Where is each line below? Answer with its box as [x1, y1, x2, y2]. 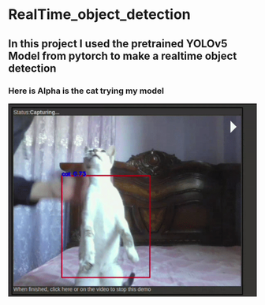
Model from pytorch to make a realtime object [8, 49, 237, 62]
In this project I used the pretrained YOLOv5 [8, 37, 228, 50]
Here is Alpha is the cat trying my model [8, 85, 164, 96]
